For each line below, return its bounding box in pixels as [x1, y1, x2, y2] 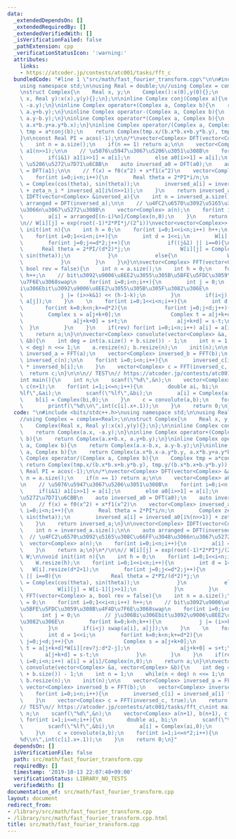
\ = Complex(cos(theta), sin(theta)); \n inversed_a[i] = [20, 180, 212, 187]
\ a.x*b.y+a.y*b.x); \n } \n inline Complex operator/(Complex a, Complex [20, 121, 231, 129]
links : [20, 63, 39, 70]
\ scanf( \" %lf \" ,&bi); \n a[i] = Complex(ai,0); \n [20, 723, 212, 730]
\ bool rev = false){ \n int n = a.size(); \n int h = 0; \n [20, 265, 212, 272]
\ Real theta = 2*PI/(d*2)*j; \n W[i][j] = [20, 245, 209, 253]
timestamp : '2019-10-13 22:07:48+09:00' [13, 769, 133, 776]
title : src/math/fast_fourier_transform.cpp [7, 821, 140, 828]
